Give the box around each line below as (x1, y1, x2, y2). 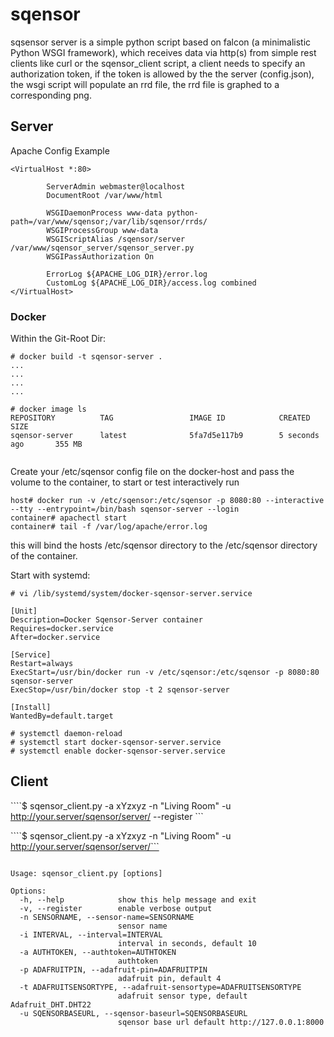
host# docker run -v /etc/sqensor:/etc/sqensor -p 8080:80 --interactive (10, 496, 325, 506)
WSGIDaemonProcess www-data (46, 208, 163, 218)
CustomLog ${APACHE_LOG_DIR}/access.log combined (46, 278, 257, 288)
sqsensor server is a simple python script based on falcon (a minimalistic (10, 36, 312, 48)
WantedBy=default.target (10, 711, 114, 722)
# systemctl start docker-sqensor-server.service (10, 738, 222, 748)
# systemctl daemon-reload (10, 729, 123, 739)
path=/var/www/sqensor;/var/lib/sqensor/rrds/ (10, 216, 208, 227)
